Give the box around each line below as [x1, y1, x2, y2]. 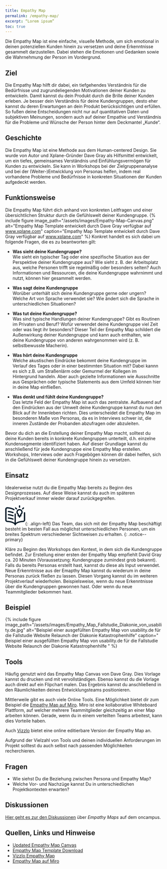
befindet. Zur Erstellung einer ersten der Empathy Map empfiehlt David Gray [5, 551, 162, 557]
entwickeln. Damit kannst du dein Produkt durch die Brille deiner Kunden [5, 93, 155, 99]
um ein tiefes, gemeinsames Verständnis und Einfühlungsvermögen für [5, 158, 151, 164]
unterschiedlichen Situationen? [12, 301, 76, 307]
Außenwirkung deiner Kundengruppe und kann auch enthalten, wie [12, 332, 151, 338]
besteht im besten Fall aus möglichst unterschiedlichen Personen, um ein [5, 526, 156, 532]
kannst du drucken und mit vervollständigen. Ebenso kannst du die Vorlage [5, 676, 160, 682]
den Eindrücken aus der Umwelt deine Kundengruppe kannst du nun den [12, 404, 163, 410]
